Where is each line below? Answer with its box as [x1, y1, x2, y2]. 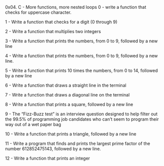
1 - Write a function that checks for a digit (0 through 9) [5, 19, 118, 25]
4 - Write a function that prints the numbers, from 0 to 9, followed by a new [5, 53, 158, 59]
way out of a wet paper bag [5, 122, 61, 127]
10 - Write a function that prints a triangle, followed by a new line [5, 131, 137, 137]
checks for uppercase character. [5, 9, 72, 15]
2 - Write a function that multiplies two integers [5, 29, 101, 34]
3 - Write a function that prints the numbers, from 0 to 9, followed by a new [5, 38, 158, 44]
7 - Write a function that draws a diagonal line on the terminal [5, 92, 130, 98]
